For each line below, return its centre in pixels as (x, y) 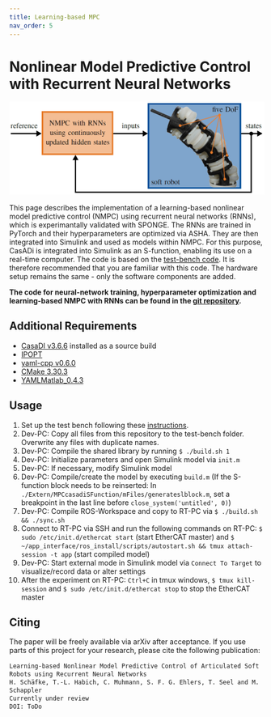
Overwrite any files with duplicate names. (90, 442)
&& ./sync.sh (43, 520)
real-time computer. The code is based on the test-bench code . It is (122, 260)
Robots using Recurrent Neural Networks (78, 675)
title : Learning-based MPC (55, 17)
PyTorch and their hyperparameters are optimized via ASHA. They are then (134, 234)
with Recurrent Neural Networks (120, 84)
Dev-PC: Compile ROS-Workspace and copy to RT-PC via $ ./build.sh (139, 511)
